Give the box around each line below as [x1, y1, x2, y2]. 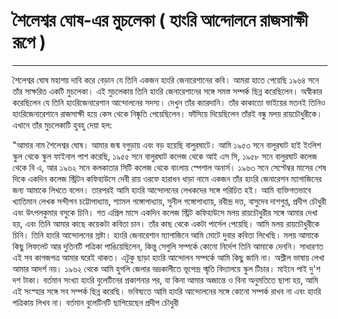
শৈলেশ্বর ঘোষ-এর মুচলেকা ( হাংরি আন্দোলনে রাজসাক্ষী [12, 9, 309, 32]
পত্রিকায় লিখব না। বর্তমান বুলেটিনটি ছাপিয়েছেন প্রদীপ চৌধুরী [12, 296, 179, 308]
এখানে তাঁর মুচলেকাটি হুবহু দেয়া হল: [12, 119, 113, 131]
